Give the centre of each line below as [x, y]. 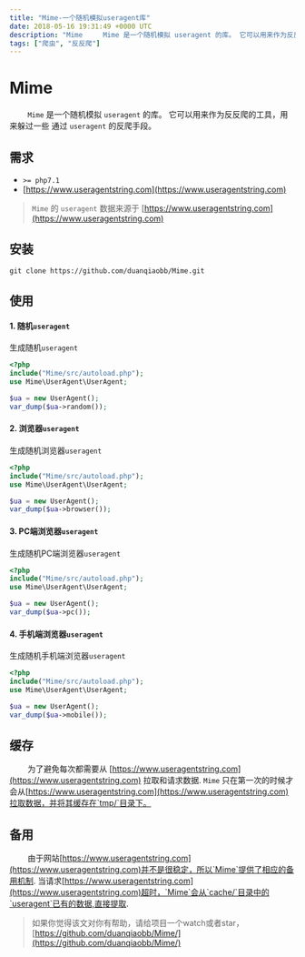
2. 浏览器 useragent [44, 428]
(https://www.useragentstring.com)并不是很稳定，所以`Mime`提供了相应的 [148, 870]
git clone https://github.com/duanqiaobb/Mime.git [107, 271]
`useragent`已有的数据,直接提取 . [69, 904]
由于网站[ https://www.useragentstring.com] [109, 858]
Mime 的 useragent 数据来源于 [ [88, 208]
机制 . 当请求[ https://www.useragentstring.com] [105, 881]
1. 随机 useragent [40, 326]
